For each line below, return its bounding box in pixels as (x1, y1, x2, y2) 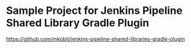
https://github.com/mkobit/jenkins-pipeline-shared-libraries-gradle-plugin (6, 35, 185, 42)
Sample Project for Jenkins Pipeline (6, 4, 183, 17)
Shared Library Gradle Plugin (6, 16, 149, 29)
